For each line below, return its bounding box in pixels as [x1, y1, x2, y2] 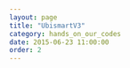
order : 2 [9, 46, 42, 55]
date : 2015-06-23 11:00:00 [9, 37, 110, 47]
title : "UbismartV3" [9, 21, 86, 30]
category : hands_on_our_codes [9, 29, 122, 38]
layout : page [9, 12, 58, 22]
